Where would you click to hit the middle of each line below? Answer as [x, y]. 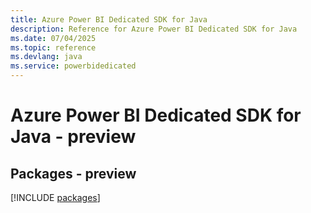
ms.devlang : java [46, 57]
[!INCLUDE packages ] [55, 197]
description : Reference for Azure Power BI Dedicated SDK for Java [154, 29]
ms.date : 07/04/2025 [53, 38]
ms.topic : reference [53, 47]
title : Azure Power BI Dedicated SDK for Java [109, 19]
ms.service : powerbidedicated [73, 66]
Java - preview [73, 137]
